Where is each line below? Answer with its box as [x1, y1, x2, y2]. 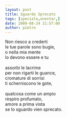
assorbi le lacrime [5, 65, 41, 71]
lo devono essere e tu [5, 54, 49, 60]
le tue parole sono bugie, [5, 44, 55, 50]
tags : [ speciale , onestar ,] [5, 16, 60, 21]
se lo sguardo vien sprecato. [5, 106, 63, 113]
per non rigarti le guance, [5, 70, 56, 76]
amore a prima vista [5, 101, 45, 107]
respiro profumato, [5, 96, 43, 102]
